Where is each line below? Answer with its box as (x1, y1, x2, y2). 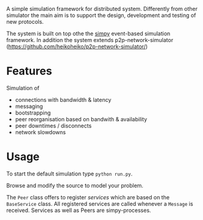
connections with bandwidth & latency (15, 96, 112, 103)
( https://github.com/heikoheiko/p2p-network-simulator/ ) (6, 43, 148, 50)
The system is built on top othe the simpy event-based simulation (6, 30, 171, 37)
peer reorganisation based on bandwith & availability (15, 115, 148, 122)
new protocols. (6, 18, 44, 25)
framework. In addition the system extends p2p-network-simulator (6, 37, 174, 43)
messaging (15, 102, 43, 110)
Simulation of (6, 84, 40, 91)
